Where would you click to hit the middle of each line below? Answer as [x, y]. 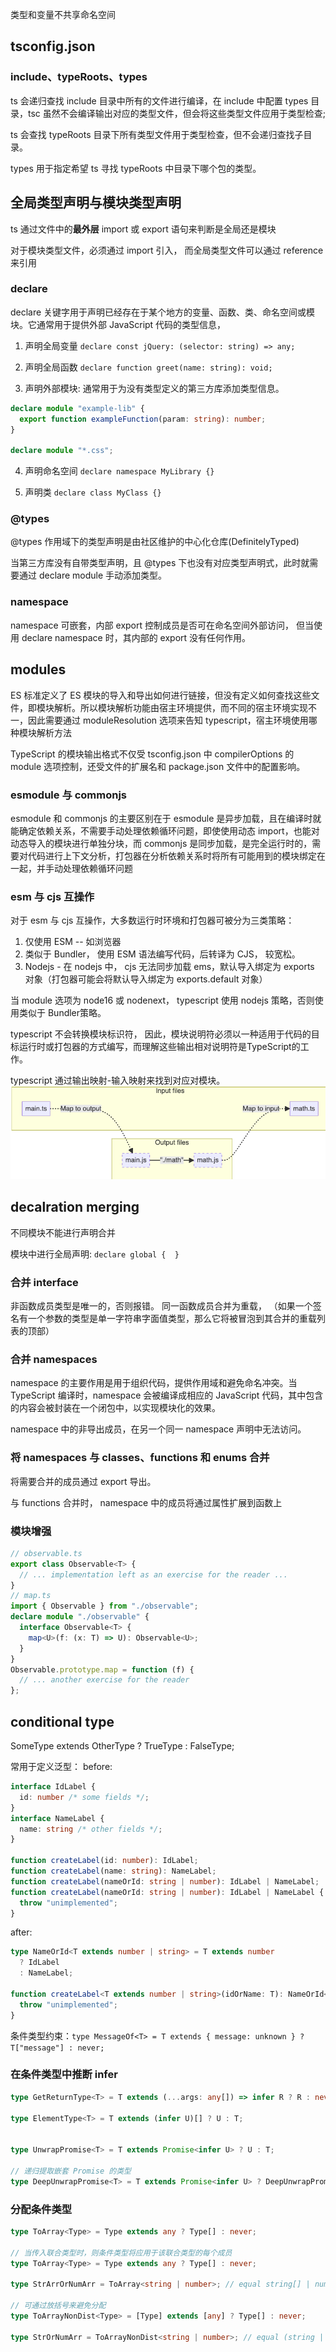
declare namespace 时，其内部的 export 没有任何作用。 [136, 637]
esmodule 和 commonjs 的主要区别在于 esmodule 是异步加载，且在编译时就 [166, 818]
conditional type [62, 1721]
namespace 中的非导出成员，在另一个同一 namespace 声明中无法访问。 [158, 1429]
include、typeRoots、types [79, 77]
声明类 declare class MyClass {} [93, 492]
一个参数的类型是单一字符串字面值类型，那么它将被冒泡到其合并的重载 [172, 1319]
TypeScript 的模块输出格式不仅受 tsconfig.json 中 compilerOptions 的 [152, 754]
